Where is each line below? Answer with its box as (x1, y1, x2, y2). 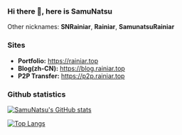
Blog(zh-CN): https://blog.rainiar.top (17, 64, 126, 72)
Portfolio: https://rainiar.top (17, 56, 99, 65)
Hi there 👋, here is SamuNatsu (7, 6, 112, 16)
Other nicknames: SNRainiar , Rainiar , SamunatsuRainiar (7, 23, 175, 31)
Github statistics (7, 89, 66, 99)
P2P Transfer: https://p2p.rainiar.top (17, 71, 125, 80)
